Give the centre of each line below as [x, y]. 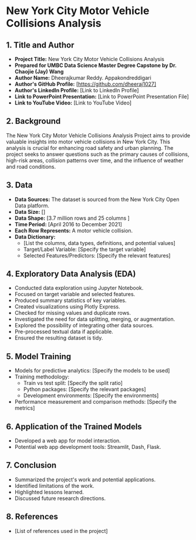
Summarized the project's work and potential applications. [85, 479]
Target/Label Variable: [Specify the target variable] [85, 249]
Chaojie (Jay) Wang [39, 71]
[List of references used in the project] [61, 531]
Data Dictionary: [35, 237]
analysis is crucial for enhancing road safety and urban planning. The [90, 147]
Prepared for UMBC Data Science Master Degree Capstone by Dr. [96, 65]
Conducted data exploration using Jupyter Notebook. [79, 288]
